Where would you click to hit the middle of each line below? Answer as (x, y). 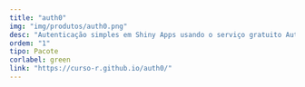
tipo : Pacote (34, 52)
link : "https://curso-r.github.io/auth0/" (91, 69)
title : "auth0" (38, 18)
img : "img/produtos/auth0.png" (69, 26)
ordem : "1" (30, 43)
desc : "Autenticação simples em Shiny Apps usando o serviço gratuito (146, 34)
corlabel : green (40, 60)
